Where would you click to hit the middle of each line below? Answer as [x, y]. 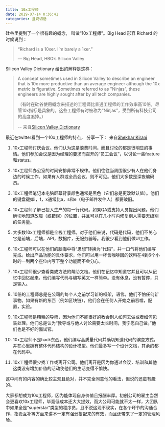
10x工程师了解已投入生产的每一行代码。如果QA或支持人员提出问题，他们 [85, 210]
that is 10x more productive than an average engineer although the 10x [89, 84]
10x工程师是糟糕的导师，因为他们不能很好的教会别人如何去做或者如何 [82, 317]
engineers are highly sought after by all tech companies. [74, 94]
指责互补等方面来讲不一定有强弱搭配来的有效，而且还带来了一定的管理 [85, 414]
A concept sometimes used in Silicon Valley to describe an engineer [86, 78]
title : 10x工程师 [22, 10]
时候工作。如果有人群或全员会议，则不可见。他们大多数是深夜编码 [88, 176]
